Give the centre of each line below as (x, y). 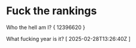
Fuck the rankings (52, 11)
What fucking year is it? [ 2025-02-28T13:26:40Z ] (69, 39)
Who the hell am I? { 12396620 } (46, 27)
